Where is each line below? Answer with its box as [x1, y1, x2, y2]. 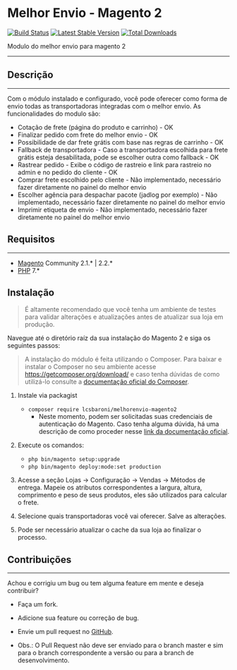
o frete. [17, 499, 39, 507]
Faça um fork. [17, 600, 59, 609]
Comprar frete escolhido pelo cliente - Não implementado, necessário [17, 175, 221, 184]
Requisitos [7, 233, 55, 245]
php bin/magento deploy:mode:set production [28, 463, 162, 470]
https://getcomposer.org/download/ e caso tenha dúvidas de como [24, 370, 220, 379]
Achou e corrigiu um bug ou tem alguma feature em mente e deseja [7, 579, 205, 587]
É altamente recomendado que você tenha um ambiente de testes [24, 305, 217, 314]
